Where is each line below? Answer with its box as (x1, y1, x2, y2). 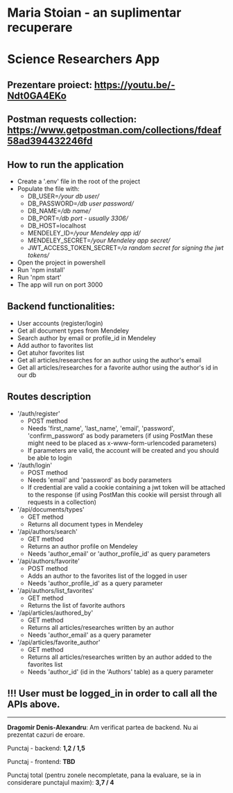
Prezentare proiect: (7, 78, 92, 91)
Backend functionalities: (7, 301, 116, 312)
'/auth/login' (17, 460, 53, 469)
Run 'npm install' (17, 265, 66, 274)
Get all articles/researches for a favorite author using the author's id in (17, 363, 218, 372)
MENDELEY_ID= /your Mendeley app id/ (27, 228, 141, 237)
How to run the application (7, 158, 124, 171)
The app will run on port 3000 (17, 280, 103, 289)
